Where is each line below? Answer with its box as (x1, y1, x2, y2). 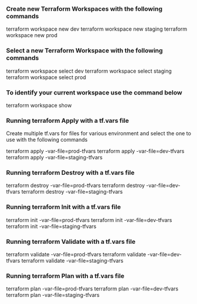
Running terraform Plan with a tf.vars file (6, 272, 125, 280)
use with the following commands (6, 136, 88, 143)
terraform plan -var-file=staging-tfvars (6, 292, 100, 299)
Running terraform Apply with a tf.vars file (6, 116, 129, 125)
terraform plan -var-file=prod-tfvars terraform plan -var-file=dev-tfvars (6, 285, 179, 292)
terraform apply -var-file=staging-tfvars (6, 154, 103, 161)
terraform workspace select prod (6, 73, 86, 81)
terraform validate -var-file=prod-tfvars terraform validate (6, 251, 146, 258)
